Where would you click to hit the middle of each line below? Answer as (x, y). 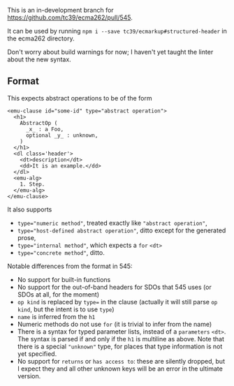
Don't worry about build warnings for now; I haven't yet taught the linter (110, 52)
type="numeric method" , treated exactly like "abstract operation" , (112, 223)
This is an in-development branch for (60, 10)
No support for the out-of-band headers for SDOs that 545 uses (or (114, 287)
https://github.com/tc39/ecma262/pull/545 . (70, 17)
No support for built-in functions (64, 279)
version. (29, 376)
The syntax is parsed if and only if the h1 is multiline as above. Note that (121, 339)
